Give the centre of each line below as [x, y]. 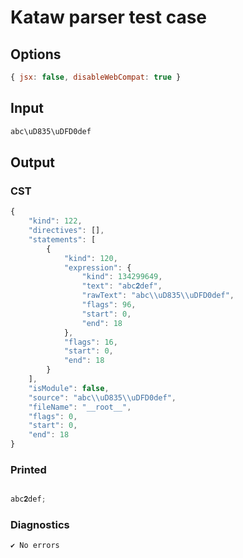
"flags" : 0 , [53, 416]
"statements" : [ [62, 239]
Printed [28, 469]
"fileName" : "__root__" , [80, 407]
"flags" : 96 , [109, 305]
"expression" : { [97, 267]
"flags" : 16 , [90, 342]
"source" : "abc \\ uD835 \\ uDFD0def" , [102, 397]
